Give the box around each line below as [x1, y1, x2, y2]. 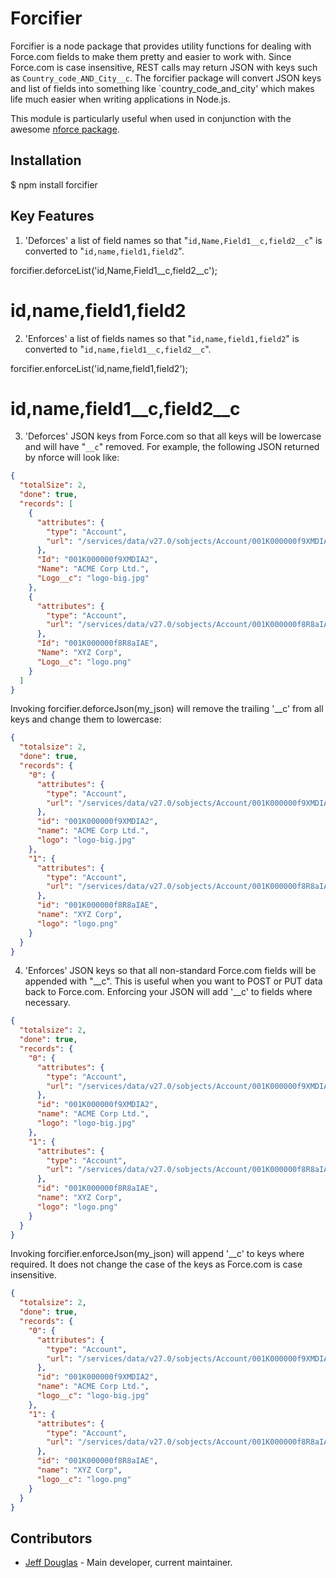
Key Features [10, 208, 95, 225]
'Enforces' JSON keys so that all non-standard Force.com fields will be [24, 965, 317, 977]
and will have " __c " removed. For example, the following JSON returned [24, 441, 320, 453]
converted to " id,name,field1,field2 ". [24, 245, 185, 257]
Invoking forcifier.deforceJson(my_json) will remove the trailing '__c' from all [10, 703, 324, 715]
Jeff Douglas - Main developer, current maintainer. [24, 1557, 233, 1569]
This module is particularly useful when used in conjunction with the [10, 112, 292, 124]
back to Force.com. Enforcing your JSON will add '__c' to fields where [24, 986, 313, 998]
